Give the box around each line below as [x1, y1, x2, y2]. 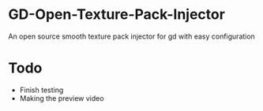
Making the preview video [19, 93, 104, 103]
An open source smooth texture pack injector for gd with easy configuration [8, 31, 255, 41]
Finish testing [19, 85, 64, 94]
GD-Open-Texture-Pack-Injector [8, 6, 225, 24]
